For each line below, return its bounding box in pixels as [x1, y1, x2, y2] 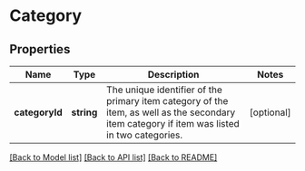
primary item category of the [105, 95, 229, 107]
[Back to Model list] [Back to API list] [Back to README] [9, 152, 218, 163]
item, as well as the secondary [105, 106, 236, 119]
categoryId [14, 106, 64, 119]
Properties [9, 42, 71, 57]
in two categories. [105, 128, 183, 141]
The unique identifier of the [105, 83, 222, 96]
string [71, 106, 98, 119]
